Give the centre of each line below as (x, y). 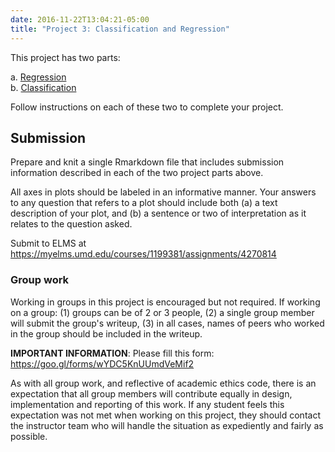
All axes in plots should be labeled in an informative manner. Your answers (163, 192)
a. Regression (38, 77)
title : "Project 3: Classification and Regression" (120, 29)
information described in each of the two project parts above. (137, 173)
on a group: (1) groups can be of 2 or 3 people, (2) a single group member (162, 312)
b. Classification (43, 87)
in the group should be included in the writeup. (106, 333)
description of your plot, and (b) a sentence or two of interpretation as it (158, 213)
